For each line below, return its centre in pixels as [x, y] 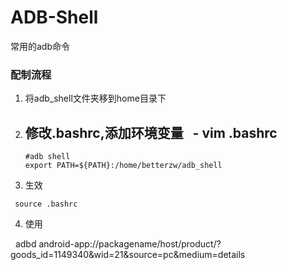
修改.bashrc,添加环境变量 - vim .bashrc [151, 132]
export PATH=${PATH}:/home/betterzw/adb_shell [123, 166]
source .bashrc [46, 204]
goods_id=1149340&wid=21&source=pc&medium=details [128, 255]
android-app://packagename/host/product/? [130, 244]
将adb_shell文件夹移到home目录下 [95, 98]
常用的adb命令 [40, 46]
